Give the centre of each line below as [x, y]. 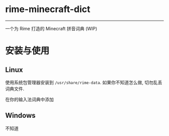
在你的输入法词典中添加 [29, 99]
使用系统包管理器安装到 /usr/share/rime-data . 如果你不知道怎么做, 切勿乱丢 [84, 82]
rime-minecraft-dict [48, 9]
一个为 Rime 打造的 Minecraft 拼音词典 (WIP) [51, 28]
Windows [20, 116]
